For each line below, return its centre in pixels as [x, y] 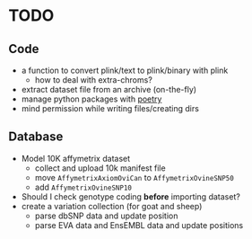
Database [36, 137]
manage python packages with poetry [91, 99]
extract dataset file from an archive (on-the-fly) [109, 89]
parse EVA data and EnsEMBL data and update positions [139, 225]
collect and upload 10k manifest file [100, 168]
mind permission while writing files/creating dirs [110, 108]
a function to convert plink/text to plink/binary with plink [125, 70]
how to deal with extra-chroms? [94, 80]
